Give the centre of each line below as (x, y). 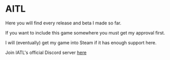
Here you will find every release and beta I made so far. (63, 23)
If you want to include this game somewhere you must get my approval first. (85, 33)
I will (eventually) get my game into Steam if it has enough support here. (81, 42)
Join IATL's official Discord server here (46, 52)
